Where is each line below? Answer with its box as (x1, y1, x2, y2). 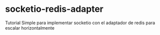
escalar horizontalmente (5, 25, 54, 31)
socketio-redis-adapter (5, 3, 104, 15)
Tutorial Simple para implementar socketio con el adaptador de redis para (5, 20, 155, 26)
